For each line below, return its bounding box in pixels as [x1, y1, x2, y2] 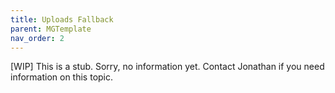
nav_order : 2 [10, 33, 65, 43]
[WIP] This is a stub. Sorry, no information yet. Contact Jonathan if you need [10, 61, 325, 73]
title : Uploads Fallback [10, 14, 114, 25]
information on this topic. [10, 71, 114, 83]
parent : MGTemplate [10, 24, 92, 34]
